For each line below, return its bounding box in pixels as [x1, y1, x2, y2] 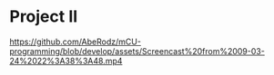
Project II [9, 6, 78, 27]
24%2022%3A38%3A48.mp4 [9, 55, 123, 66]
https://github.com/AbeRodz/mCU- [9, 36, 141, 47]
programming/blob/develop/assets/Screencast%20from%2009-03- [9, 45, 266, 56]
